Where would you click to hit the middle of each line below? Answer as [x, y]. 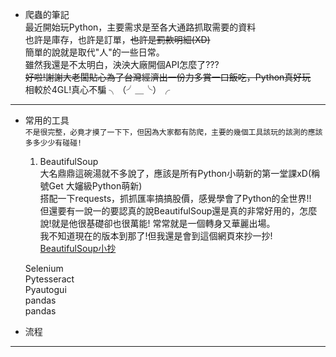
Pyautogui [45, 289]
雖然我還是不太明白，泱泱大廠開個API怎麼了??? [122, 64]
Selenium [44, 268]
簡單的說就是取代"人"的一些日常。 [94, 52]
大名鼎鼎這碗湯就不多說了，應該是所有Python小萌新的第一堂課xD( [175, 173]
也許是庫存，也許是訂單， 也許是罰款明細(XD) [117, 39]
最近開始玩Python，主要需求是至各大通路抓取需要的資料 [140, 27]
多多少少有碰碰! [53, 143]
